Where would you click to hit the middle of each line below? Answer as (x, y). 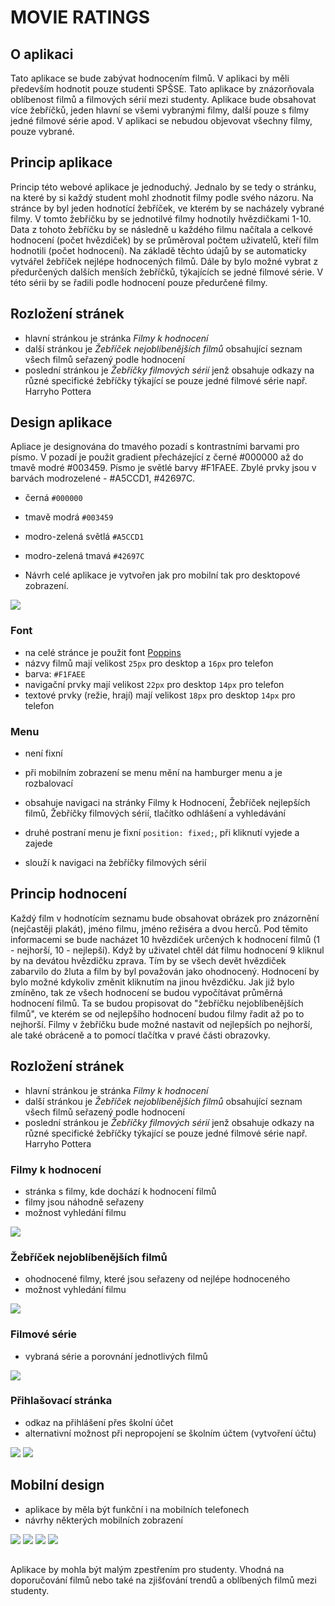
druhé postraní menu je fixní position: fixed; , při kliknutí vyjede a (162, 833)
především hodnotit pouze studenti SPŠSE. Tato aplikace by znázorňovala (162, 89)
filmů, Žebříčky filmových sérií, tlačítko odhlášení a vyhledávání (155, 813)
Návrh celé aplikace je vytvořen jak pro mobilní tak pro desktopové (162, 575)
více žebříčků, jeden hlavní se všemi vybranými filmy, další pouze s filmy (160, 110)
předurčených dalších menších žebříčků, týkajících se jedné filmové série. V (167, 272)
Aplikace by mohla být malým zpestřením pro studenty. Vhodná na (147, 1570)
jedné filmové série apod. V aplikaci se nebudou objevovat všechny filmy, (161, 120)
